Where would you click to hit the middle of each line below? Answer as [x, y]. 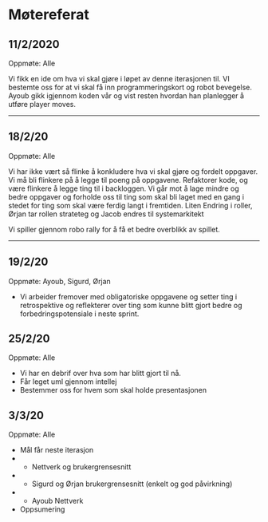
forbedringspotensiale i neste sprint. [79, 314]
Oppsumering [42, 509]
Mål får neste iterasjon [57, 450]
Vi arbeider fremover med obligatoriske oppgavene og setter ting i [128, 296]
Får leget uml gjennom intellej [68, 382]
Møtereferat [49, 15]
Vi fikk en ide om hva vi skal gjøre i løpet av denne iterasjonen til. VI [119, 79]
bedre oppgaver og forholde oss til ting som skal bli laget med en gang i [126, 196]
